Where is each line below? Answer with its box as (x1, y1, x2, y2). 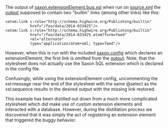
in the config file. (5, 66, 40, 71)
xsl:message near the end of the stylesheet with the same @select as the (5, 81, 157, 86)
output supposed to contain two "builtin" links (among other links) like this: (5, 9, 160, 15)
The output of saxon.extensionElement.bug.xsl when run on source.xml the (5, 4, 161, 10)
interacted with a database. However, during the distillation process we (5, 106, 152, 112)
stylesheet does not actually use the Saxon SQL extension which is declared (5, 60, 163, 66)
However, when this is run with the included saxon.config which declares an (5, 50, 163, 55)
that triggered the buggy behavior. (5, 117, 76, 123)
